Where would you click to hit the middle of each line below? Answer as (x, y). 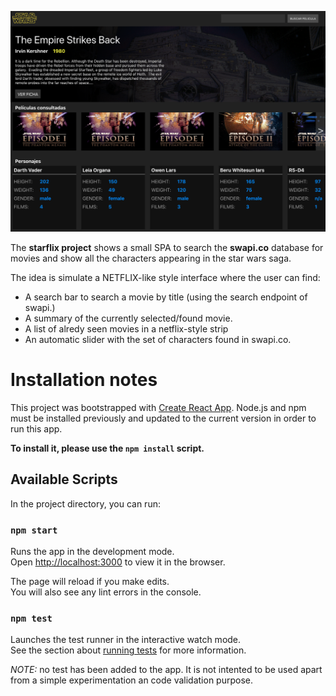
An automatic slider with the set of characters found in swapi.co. (158, 339)
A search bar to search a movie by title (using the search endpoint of (166, 297)
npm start (34, 530)
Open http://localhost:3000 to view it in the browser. (118, 562)
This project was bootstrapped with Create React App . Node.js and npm (158, 407)
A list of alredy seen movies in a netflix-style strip (126, 328)
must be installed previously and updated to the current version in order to (163, 418)
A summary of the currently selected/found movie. (128, 318)
